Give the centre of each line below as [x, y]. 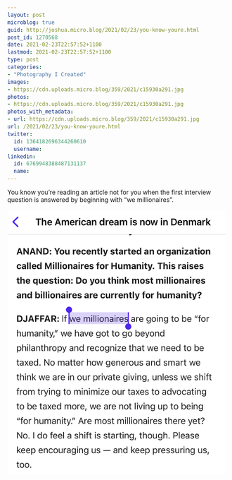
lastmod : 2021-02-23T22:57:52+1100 [59, 52]
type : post [23, 60]
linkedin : [22, 156]
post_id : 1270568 [33, 37]
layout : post [26, 15]
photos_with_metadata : [40, 112]
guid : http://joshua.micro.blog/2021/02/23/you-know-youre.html [103, 30]
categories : [25, 67]
